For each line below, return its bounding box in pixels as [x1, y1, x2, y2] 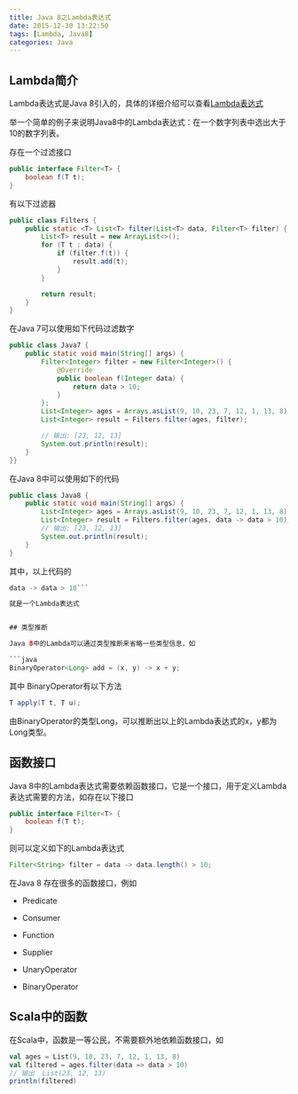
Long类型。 [9, 727, 51, 737]
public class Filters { [9, 216, 98, 224]
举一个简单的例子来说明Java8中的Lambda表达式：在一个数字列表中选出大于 [9, 117, 286, 128]
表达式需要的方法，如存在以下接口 [9, 791, 134, 802]
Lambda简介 [9, 73, 78, 88]
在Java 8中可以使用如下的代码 [9, 473, 120, 484]
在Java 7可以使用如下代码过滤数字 [9, 323, 135, 334]
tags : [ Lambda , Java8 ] [9, 29, 93, 38]
